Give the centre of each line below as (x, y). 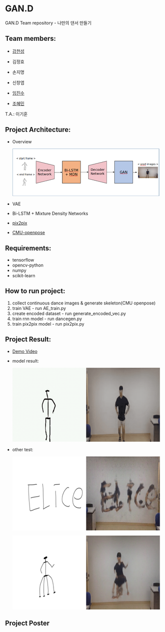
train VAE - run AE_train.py (39, 308)
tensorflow (23, 260)
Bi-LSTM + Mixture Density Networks (50, 214)
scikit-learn (24, 276)
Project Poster (27, 623)
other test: (23, 449)
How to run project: (35, 291)
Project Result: (28, 340)
